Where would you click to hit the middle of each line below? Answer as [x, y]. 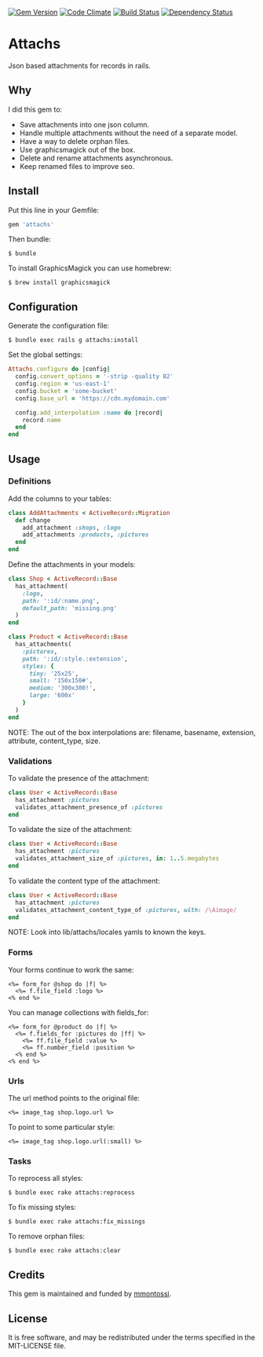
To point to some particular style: [62, 1127]
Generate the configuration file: [59, 325]
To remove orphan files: [46, 1236]
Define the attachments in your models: [72, 564]
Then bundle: [29, 239]
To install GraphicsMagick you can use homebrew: [90, 268]
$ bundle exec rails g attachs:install [73, 340]
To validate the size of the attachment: [70, 829]
